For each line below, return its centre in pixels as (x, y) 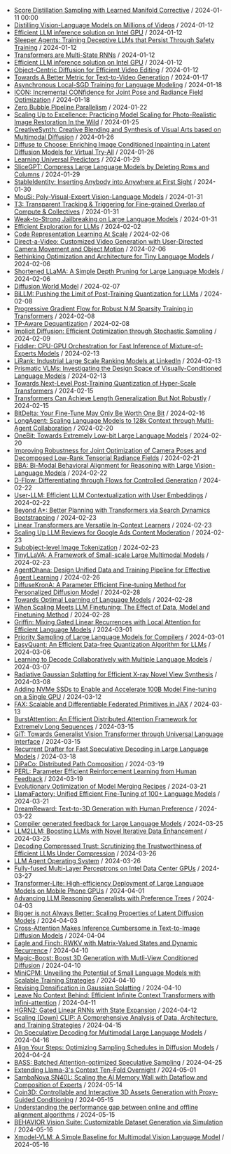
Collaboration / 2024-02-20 (73, 428)
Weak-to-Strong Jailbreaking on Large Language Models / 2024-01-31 (115, 219)
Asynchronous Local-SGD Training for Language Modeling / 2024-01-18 (118, 85)
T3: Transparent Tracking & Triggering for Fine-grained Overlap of (109, 204)
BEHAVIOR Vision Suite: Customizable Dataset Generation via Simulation (118, 1122)
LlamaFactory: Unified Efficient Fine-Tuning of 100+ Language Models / (117, 794)
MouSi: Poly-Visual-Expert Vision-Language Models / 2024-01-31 (108, 197)
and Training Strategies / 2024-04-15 (68, 1025)
